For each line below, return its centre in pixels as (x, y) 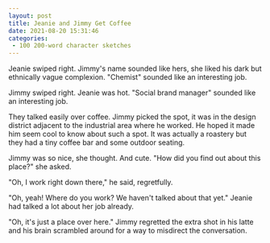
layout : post (30, 16)
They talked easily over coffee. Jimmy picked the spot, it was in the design (132, 117)
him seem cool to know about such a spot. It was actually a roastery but (128, 134)
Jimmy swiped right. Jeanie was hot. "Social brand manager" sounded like (132, 93)
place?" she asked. (40, 167)
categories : (28, 38)
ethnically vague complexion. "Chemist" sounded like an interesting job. (128, 77)
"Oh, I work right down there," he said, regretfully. (91, 183)
